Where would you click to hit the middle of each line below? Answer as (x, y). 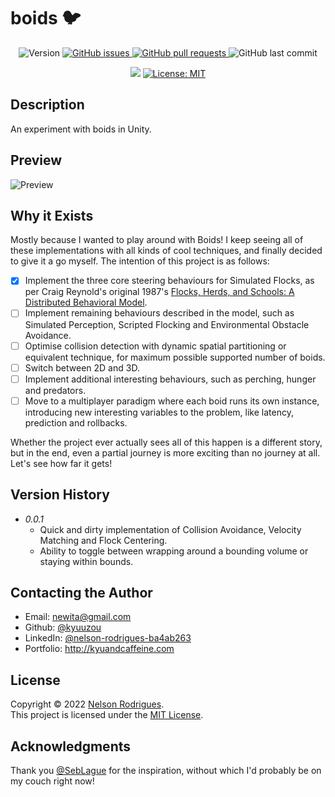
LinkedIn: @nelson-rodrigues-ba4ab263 (108, 638)
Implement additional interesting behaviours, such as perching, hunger (170, 379)
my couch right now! (52, 781)
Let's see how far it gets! (61, 463)
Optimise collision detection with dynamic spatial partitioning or (155, 346)
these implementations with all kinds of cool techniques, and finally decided (166, 251)
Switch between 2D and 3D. (82, 367)
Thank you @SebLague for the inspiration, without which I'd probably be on (166, 770)
